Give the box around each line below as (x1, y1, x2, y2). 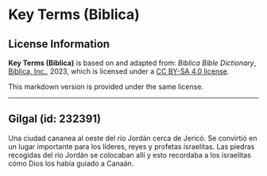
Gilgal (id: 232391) (8, 113, 102, 126)
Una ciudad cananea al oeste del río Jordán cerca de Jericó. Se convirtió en (8, 133, 257, 143)
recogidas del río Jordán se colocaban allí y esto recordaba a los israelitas (8, 150, 252, 159)
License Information (8, 37, 110, 51)
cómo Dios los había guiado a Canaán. (8, 159, 134, 168)
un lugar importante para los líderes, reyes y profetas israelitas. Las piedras (8, 141, 255, 151)
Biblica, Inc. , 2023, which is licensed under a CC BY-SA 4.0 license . (8, 67, 230, 76)
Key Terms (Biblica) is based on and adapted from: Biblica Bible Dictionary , (8, 58, 257, 67)
